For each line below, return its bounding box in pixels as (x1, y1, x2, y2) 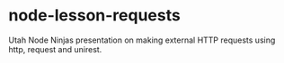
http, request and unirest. (8, 43, 102, 54)
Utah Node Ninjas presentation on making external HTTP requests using (8, 35, 276, 45)
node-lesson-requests (8, 5, 181, 26)
